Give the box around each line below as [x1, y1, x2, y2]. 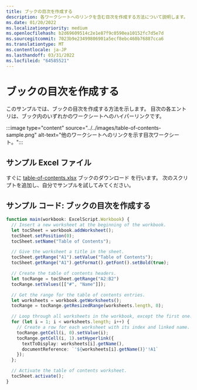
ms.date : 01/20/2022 [6, 19, 57, 25]
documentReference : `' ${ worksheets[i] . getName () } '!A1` [21, 346, 159, 352]
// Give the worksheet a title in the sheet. [11, 249, 125, 255]
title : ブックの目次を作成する [6, 8, 73, 15]
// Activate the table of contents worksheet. [11, 368, 127, 374]
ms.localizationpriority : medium [6, 25, 88, 31]
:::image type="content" [6, 125, 64, 132]
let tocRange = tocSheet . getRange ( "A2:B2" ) [11, 275, 119, 282]
